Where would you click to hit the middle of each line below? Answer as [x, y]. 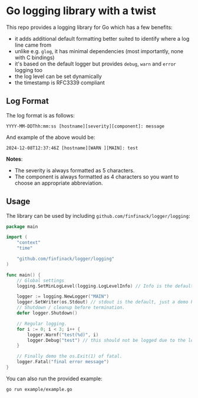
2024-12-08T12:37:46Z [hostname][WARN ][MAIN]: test [72, 148]
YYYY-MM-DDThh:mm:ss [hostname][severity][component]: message [85, 126]
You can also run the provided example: [54, 379]
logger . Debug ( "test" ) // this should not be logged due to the [106, 340]
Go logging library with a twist [81, 11]
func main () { [24, 275]
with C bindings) [34, 57]
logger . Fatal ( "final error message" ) [63, 362]
